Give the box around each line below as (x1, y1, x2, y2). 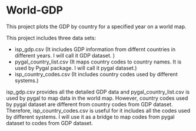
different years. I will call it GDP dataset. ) (14, 52, 115, 59)
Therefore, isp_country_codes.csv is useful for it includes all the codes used (6, 107, 191, 114)
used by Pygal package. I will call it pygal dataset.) (14, 64, 137, 71)
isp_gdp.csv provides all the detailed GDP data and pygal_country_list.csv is (6, 88, 190, 95)
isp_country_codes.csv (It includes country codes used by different (14, 70, 178, 78)
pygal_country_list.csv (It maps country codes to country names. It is (14, 58, 182, 65)
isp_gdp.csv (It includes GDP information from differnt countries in (14, 45, 176, 53)
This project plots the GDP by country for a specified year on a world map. (6, 23, 187, 30)
